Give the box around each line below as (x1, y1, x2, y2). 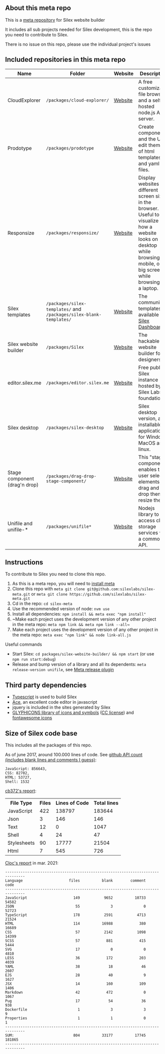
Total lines (93, 799, 119, 806)
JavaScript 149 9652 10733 (5, 895, 146, 901)
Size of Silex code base (5, 729, 78, 738)
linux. (138, 446, 151, 453)
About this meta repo (5, 4, 71, 12)
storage (138, 523, 156, 530)
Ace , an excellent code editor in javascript (12, 699, 97, 705)
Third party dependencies (5, 681, 87, 689)
